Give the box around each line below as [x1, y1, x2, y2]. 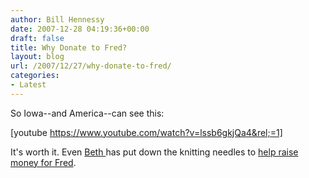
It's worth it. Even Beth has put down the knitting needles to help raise [10, 146, 299, 158]
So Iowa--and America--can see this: [10, 107, 165, 119]
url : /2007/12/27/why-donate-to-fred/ [10, 61, 172, 71]
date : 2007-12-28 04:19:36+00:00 [10, 24, 150, 34]
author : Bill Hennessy [10, 14, 105, 25]
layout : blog [10, 52, 65, 62]
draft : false [10, 33, 65, 43]
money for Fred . [10, 156, 77, 168]
